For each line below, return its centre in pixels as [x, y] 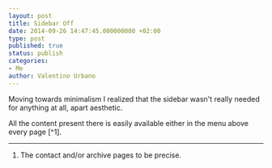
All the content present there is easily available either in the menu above [129, 123]
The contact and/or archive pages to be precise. [101, 155]
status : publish [36, 53]
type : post [27, 38]
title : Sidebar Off [41, 23]
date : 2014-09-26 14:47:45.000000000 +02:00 [85, 31]
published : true [36, 46]
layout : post [30, 16]
